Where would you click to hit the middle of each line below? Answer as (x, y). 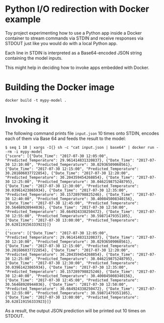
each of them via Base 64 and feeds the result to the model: (66, 138)
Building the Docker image (60, 87)
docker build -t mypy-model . (36, 100)
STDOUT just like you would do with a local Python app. (61, 43)
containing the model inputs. (34, 58)
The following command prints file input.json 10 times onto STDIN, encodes (82, 133)
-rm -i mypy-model (24, 152)
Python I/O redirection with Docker (77, 9)
